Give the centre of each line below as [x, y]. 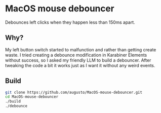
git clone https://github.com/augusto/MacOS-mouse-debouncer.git [74, 92]
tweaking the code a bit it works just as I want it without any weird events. [80, 65]
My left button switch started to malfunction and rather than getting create [81, 49]
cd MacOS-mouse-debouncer [32, 97]
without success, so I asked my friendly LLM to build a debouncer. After [78, 60]
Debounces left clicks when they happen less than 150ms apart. [70, 22]
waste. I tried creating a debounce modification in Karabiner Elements [76, 55]
